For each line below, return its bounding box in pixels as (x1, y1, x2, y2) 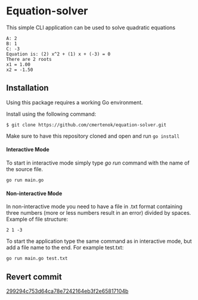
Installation (6, 83, 49, 93)
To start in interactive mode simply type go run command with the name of (6, 159, 190, 166)
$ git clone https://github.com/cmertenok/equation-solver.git (6, 122, 167, 128)
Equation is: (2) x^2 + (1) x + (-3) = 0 (6, 51, 111, 57)
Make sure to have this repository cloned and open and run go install (6, 132, 180, 140)
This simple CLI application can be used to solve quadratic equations (6, 24, 176, 31)
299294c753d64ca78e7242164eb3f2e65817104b (6, 287, 129, 295)
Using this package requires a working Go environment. (6, 98, 143, 106)
